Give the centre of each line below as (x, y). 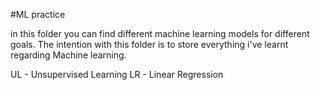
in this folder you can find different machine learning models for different (160, 33)
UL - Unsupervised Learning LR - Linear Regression (117, 74)
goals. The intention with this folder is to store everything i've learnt (149, 44)
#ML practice (38, 14)
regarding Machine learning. (68, 55)
